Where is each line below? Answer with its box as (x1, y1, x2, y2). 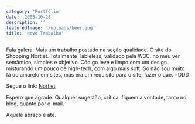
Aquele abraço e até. (6, 112, 57, 119)
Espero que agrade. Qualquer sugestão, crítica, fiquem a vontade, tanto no (6, 94, 187, 101)
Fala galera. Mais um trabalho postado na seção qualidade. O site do (6, 46, 172, 53)
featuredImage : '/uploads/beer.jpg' (6, 25, 95, 31)
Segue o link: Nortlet (6, 82, 56, 89)
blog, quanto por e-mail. (6, 100, 64, 107)
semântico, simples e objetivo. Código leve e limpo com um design (6, 59, 167, 66)
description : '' (6, 19, 46, 25)
